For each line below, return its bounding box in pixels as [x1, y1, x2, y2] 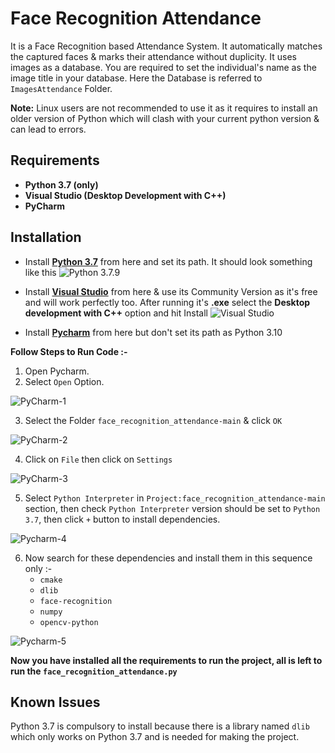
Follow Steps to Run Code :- [10, 345, 128, 357]
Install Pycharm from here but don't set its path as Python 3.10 [24, 326, 283, 338]
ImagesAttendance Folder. [10, 82, 113, 94]
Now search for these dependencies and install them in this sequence [24, 552, 313, 564]
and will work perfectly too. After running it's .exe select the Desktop [24, 296, 311, 308]
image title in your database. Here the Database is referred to [10, 72, 263, 84]
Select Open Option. [24, 375, 105, 387]
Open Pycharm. [24, 365, 90, 377]
